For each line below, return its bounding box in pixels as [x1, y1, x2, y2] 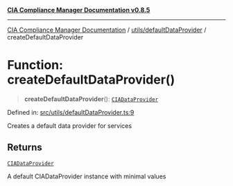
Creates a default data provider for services [7, 121, 132, 130]
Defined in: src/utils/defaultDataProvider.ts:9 [7, 108, 135, 116]
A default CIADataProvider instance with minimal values [7, 172, 166, 180]
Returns [7, 142, 43, 154]
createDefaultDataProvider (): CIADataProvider [24, 95, 159, 103]
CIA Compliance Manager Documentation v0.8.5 [7, 6, 150, 14]
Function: [7, 57, 64, 73]
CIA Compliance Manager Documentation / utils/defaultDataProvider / [7, 26, 207, 34]
